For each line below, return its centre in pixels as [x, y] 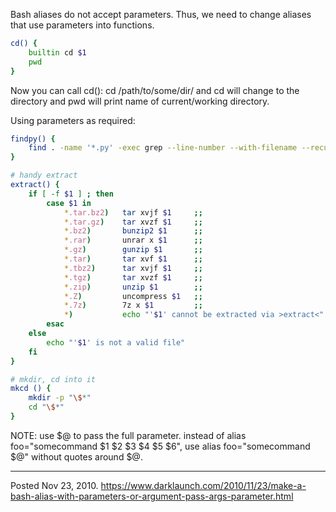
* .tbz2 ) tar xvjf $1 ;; [133, 268]
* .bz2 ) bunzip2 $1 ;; [133, 231]
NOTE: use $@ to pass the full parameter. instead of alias [128, 435]
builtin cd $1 [57, 52]
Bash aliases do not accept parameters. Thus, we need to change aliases [161, 14]
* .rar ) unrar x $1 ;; [133, 240]
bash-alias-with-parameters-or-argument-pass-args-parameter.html [152, 496]
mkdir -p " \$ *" [60, 398]
